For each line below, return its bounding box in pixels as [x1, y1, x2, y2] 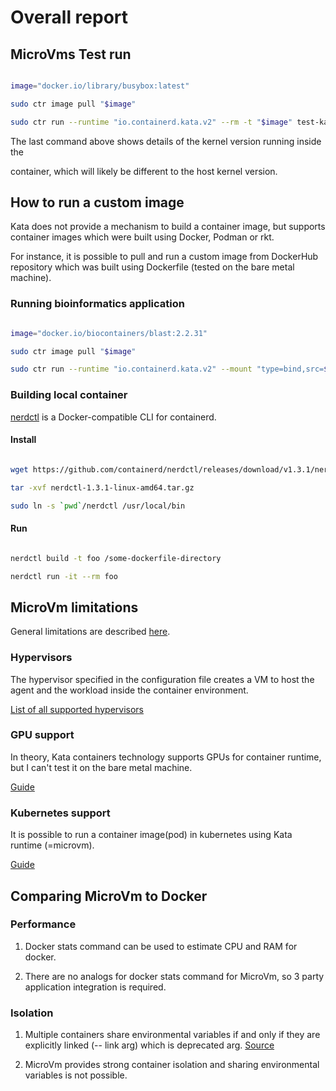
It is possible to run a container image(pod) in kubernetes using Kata [10, 829, 293, 841]
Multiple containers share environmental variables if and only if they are [24, 1029, 321, 1041]
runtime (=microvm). [10, 839, 95, 851]
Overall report [10, 6, 129, 29]
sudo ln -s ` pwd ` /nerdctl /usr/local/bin [10, 501, 186, 511]
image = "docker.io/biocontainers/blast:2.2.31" [10, 328, 208, 338]
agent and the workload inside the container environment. [10, 684, 249, 696]
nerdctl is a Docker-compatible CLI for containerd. [10, 411, 217, 423]
